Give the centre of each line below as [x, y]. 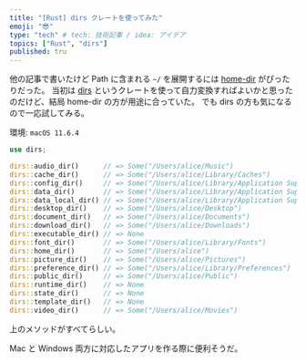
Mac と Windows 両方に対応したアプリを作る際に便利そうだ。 [126, 348]
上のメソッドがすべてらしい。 [65, 328]
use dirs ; [28, 150]
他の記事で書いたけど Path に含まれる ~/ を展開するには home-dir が [138, 79]
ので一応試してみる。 [49, 113]
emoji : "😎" [31, 26]
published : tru [38, 52]
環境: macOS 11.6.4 [44, 132]
